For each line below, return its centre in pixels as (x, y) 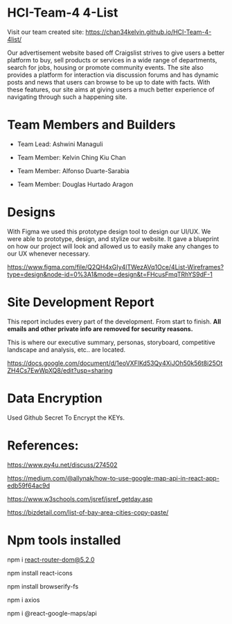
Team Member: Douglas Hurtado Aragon (75, 184)
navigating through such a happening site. (67, 97)
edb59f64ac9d (29, 485)
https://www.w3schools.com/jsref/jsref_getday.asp (80, 499)
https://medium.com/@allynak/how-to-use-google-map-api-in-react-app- (113, 478)
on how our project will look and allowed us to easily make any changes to (113, 246)
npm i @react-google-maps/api (52, 613)
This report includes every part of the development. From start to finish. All (114, 321)
